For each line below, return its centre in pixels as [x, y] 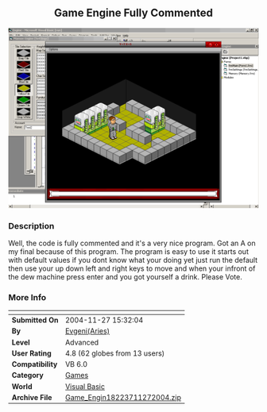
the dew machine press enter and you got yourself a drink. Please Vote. [125, 277]
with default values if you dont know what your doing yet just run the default [133, 260]
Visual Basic [85, 386]
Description [31, 225]
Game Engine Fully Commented [133, 13]
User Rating [31, 353]
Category [27, 375]
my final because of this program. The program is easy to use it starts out [128, 252]
